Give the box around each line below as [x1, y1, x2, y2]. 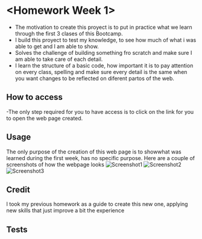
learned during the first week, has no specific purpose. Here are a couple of [6, 154, 195, 161]
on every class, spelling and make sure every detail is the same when [14, 68, 188, 75]
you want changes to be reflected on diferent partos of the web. [14, 75, 175, 82]
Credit [6, 184, 30, 194]
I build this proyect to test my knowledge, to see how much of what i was [14, 36, 197, 43]
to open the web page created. [6, 114, 83, 122]
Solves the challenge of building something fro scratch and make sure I [14, 49, 192, 56]
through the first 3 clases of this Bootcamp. [14, 29, 123, 37]
